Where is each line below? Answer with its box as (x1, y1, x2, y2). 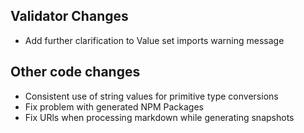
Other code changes (10, 64, 141, 81)
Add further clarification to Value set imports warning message (24, 34, 285, 46)
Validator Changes (10, 8, 129, 25)
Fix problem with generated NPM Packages (24, 100, 204, 113)
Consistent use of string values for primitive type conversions (24, 90, 279, 102)
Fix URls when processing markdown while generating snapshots (24, 111, 295, 123)
